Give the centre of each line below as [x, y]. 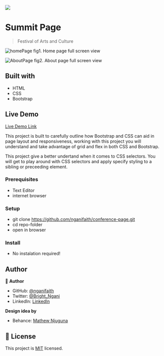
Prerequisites [22, 179]
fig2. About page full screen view [68, 60]
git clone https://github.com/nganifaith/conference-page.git [74, 219]
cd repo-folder [27, 225]
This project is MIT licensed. [34, 349]
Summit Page [33, 28]
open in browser [29, 230]
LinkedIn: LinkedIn [31, 301]
